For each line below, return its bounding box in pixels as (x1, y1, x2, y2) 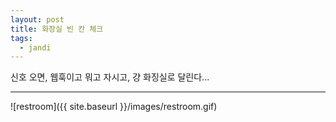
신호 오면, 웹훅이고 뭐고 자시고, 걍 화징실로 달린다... (10, 71, 210, 83)
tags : (10, 33, 33, 43)
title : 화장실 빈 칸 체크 (10, 24, 104, 34)
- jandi (19, 42, 52, 53)
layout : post (10, 14, 65, 25)
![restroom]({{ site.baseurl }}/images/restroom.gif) (10, 101, 218, 113)
